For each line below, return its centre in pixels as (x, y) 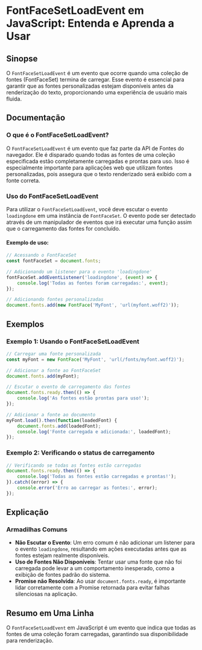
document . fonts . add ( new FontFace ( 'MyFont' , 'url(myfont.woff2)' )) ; (93, 305)
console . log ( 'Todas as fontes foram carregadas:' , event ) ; (93, 283)
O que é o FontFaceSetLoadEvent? (58, 135)
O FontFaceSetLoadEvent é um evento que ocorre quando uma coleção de (97, 73)
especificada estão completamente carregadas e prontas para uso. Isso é (98, 161)
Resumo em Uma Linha (50, 613)
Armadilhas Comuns (37, 530)
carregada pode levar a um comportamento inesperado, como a (95, 568)
